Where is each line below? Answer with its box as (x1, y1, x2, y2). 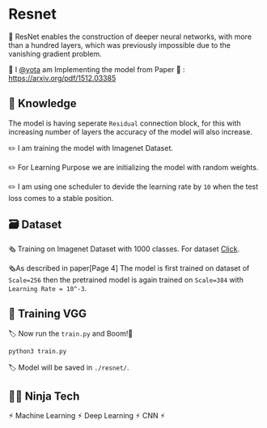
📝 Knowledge (8, 96, 77, 110)
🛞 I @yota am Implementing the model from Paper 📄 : (8, 64, 185, 74)
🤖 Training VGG (8, 306, 87, 320)
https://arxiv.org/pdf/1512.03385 (8, 73, 117, 83)
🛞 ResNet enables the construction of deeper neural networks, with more (8, 32, 252, 41)
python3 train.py (8, 348, 67, 356)
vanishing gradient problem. (8, 49, 103, 58)
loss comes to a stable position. (8, 193, 114, 203)
